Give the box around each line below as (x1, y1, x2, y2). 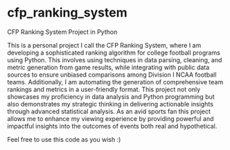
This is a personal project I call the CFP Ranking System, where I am (7, 41, 202, 49)
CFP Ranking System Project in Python (7, 28, 118, 36)
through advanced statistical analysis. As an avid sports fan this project (7, 107, 211, 115)
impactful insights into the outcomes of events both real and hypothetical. (7, 122, 218, 130)
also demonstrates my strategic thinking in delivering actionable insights (7, 100, 213, 108)
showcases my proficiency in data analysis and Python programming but (7, 92, 215, 101)
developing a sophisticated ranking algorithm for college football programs (7, 48, 220, 57)
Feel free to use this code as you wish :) (7, 135, 121, 143)
